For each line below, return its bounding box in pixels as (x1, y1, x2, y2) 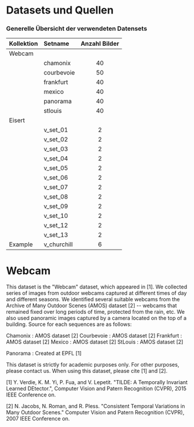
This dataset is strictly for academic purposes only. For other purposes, (6, 361, 179, 368)
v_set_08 (44, 193, 69, 201)
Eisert (9, 116, 25, 125)
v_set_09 (44, 202, 69, 210)
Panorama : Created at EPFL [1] (6, 350, 82, 357)
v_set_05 (44, 164, 69, 172)
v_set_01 (44, 126, 69, 134)
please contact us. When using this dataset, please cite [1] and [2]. (6, 368, 168, 375)
